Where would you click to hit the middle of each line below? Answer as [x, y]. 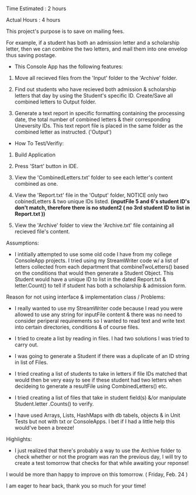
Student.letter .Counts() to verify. [54, 404]
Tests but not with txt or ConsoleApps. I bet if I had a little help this [94, 422]
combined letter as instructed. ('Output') [63, 132]
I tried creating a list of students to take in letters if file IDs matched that [101, 374]
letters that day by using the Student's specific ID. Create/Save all [94, 96]
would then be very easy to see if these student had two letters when [98, 380]
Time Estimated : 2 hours [36, 9]
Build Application [35, 155]
